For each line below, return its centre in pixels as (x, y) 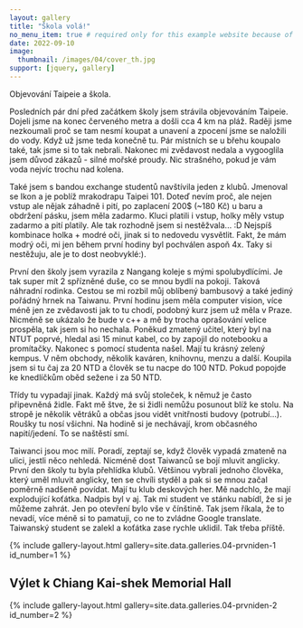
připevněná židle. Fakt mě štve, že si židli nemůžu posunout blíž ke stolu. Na (151, 404)
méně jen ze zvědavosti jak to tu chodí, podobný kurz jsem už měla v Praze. (151, 309)
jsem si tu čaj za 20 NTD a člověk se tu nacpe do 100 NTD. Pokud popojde (148, 367)
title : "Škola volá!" (50, 26)
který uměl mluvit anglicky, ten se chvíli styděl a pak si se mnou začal (139, 480)
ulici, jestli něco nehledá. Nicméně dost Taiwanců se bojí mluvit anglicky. (145, 460)
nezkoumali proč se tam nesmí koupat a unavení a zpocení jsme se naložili (148, 130)
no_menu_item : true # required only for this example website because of (151, 34)
